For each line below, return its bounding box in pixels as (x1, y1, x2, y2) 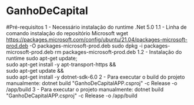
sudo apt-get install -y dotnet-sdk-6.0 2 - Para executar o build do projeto (6, 73, 185, 80)
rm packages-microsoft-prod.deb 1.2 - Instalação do (55, 48, 182, 55)
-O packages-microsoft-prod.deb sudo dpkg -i (29, 42, 143, 49)
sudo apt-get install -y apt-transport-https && (6, 60, 116, 68)
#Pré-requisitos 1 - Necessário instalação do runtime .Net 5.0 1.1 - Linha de (6, 23, 187, 31)
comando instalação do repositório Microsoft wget (6, 29, 128, 36)
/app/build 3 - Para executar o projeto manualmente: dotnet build (6, 86, 163, 93)
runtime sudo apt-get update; (6, 55, 78, 62)
